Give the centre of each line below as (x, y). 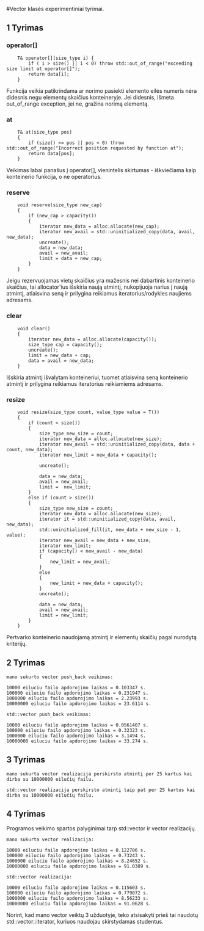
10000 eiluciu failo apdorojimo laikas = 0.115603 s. (76, 888)
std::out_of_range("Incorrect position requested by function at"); (95, 148)
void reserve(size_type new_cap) (60, 205)
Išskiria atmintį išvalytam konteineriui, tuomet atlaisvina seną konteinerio (97, 377)
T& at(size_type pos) (45, 132)
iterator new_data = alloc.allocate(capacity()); (93, 339)
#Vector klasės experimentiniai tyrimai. (55, 9)
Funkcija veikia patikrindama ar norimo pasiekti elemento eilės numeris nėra (102, 90)
